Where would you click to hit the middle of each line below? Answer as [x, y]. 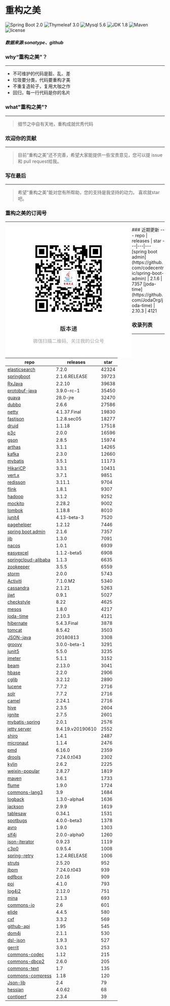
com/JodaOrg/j [147, 300]
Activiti [14, 581]
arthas [14, 447]
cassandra [18, 588]
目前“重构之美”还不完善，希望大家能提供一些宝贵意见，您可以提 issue [90, 155]
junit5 [13, 651]
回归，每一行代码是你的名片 [41, 93]
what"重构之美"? [26, 107]
